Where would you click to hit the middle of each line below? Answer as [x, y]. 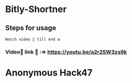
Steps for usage [31, 28]
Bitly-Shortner [36, 9]
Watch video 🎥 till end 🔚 [33, 39]
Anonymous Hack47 [49, 73]
